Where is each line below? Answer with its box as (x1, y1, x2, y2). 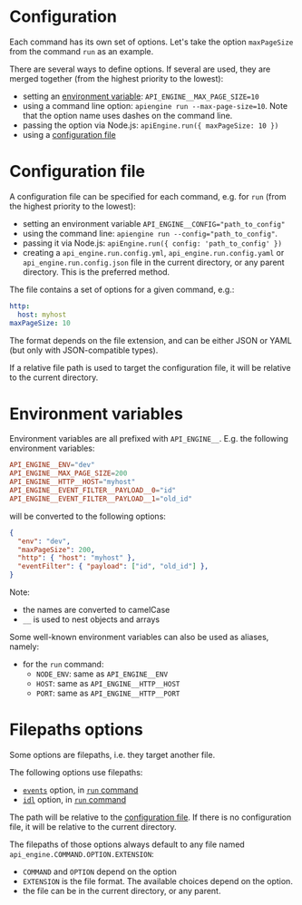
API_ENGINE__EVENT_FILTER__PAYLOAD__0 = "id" (9, 486, 177, 495)
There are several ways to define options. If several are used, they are (9, 63, 271, 74)
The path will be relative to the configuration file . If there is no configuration (9, 812, 292, 822)
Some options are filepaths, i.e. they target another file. (9, 750, 216, 760)
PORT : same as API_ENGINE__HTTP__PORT (35, 687, 180, 699)
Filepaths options (9, 719, 143, 740)
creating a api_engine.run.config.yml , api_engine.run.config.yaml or (22, 247, 285, 258)
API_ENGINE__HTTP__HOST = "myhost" (9, 478, 136, 487)
